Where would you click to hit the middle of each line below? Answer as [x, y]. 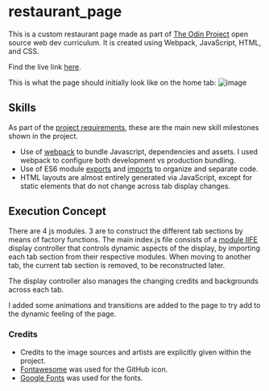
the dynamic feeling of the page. [62, 313]
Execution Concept [58, 211]
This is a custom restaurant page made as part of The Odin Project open [128, 34]
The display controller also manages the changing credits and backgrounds [134, 280]
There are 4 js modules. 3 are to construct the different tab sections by [126, 231]
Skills [22, 108]
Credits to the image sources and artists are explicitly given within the [135, 352]
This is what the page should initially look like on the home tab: [112, 82]
